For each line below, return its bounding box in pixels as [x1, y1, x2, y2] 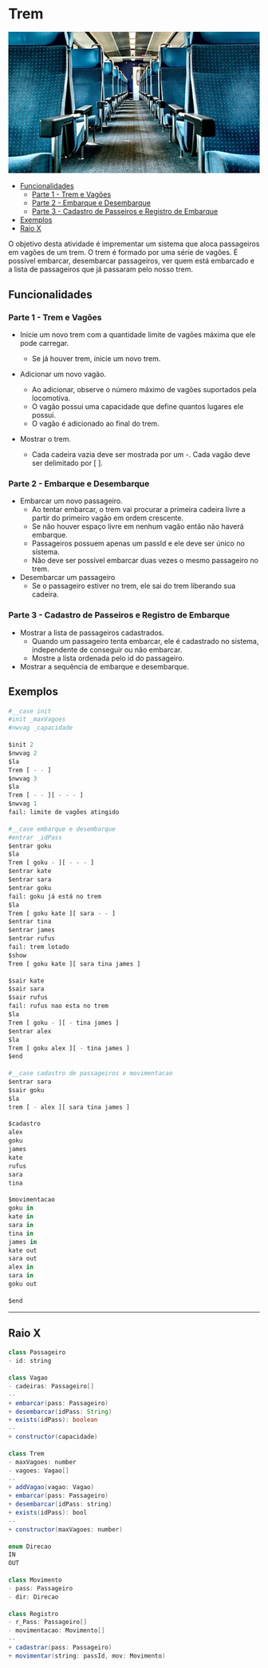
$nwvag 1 [8, 800, 37, 808]
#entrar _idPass [8, 833, 62, 841]
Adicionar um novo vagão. [19, 369, 106, 379]
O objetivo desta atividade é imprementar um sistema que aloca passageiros [8, 239, 260, 248]
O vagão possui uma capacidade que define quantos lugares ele [31, 402, 244, 411]
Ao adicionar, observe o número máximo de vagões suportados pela [31, 385, 257, 395]
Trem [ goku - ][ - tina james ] [8, 1019, 120, 1027]
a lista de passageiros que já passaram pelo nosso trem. [8, 264, 194, 274]
